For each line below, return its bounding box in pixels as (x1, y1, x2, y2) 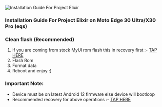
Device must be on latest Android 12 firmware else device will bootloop (12, 91, 155, 97)
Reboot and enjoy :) (12, 68, 52, 74)
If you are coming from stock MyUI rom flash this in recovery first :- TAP (12, 47, 157, 53)
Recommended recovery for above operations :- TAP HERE (12, 96, 131, 102)
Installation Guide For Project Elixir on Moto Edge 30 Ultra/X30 (5, 17, 156, 23)
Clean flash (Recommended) (5, 36, 75, 43)
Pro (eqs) (5, 22, 28, 29)
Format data (12, 63, 37, 68)
